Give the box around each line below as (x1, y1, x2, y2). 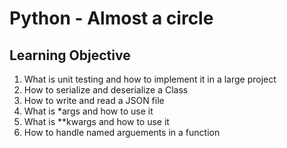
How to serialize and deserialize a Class (23, 84, 189, 96)
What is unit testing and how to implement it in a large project (23, 73, 277, 85)
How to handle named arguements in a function (23, 127, 221, 138)
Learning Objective (9, 47, 131, 64)
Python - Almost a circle (9, 7, 214, 30)
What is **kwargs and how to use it (23, 116, 170, 127)
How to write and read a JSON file (23, 95, 165, 106)
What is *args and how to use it (23, 105, 154, 117)
